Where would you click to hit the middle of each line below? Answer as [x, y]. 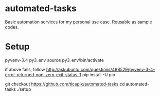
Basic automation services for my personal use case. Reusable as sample [79, 22]
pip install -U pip [99, 74]
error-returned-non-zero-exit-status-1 [43, 74]
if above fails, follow [25, 69]
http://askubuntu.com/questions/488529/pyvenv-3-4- [100, 69]
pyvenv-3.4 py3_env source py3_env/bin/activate [54, 60]
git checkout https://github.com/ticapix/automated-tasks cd [65, 84]
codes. [12, 27]
